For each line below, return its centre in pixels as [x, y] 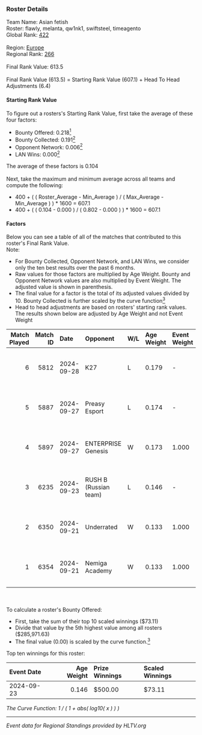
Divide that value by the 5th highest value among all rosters [88, 627]
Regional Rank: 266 [30, 54]
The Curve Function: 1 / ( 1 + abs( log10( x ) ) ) [63, 708]
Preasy [95, 403]
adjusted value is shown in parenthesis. [64, 287]
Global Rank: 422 [28, 35]
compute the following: [35, 185]
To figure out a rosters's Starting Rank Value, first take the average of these [100, 113]
